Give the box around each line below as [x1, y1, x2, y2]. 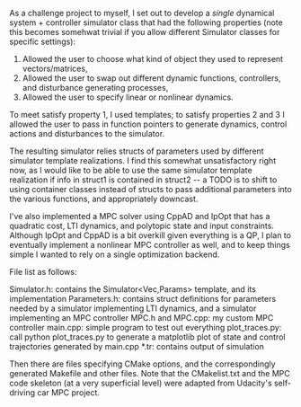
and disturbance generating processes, [22, 83, 169, 93]
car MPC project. [37, 387, 101, 398]
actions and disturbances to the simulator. [9, 128, 165, 138]
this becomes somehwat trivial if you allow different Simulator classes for [9, 27, 280, 37]
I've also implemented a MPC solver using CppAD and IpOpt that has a [9, 211, 270, 221]
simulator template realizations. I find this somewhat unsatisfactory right [9, 155, 277, 165]
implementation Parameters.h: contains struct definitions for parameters [9, 294, 277, 304]
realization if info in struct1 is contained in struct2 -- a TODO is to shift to [9, 174, 278, 185]
